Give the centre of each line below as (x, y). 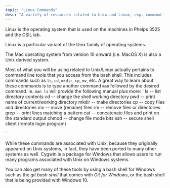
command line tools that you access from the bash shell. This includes (78, 75)
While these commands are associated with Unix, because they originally (81, 143)
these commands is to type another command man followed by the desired (82, 86)
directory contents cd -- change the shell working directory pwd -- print (80, 97)
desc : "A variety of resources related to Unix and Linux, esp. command (83, 15)
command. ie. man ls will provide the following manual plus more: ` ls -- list (83, 91)
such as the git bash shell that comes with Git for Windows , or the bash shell (85, 175)
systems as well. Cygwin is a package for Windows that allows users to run (83, 154)
